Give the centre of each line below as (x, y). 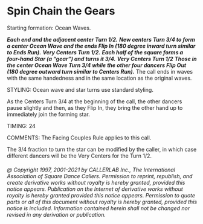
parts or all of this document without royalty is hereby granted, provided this (102, 202)
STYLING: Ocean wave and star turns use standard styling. (80, 89)
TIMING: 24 (21, 126)
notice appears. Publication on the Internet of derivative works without (95, 189)
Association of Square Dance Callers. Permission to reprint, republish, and (100, 176)
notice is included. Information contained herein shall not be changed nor (98, 208)
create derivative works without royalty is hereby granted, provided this (96, 182)
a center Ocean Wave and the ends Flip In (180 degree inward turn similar (101, 46)
